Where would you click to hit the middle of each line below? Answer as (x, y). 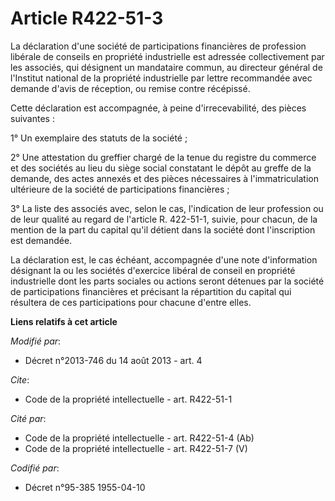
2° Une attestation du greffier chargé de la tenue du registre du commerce (163, 157)
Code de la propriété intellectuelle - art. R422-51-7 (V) (136, 448)
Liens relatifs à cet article (64, 321)
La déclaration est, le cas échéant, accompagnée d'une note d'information (164, 259)
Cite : (20, 379)
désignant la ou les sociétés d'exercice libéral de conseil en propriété (153, 270)
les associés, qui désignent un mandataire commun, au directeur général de (166, 67)
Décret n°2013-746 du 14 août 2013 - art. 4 (113, 360)
